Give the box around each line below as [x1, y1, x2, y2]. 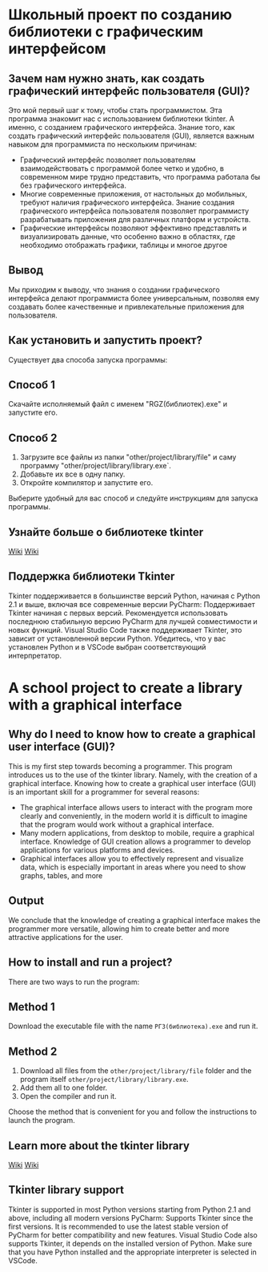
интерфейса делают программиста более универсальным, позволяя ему [8, 293, 260, 302]
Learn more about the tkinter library [8, 1139, 190, 1152]
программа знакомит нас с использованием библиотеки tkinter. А [8, 114, 234, 124]
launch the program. [8, 1116, 75, 1125]
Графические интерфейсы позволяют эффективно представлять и [19, 223, 247, 233]
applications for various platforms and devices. [19, 845, 175, 855]
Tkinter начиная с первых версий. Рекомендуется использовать [8, 608, 228, 618]
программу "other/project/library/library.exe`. [19, 461, 172, 471]
